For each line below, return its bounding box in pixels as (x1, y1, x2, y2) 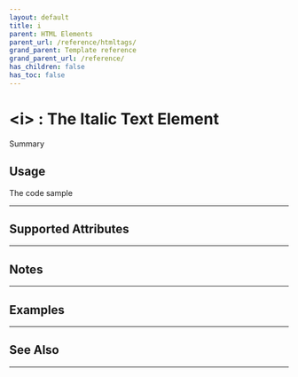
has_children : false (9, 63, 86, 72)
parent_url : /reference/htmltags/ (9, 37, 137, 47)
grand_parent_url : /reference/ (9, 54, 125, 63)
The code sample (9, 187, 74, 198)
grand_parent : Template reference (9, 46, 137, 55)
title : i (9, 21, 42, 30)
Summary (9, 138, 45, 149)
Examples (9, 302, 65, 318)
